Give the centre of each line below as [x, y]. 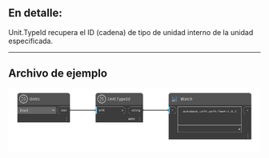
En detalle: [35, 13]
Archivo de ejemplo [58, 74]
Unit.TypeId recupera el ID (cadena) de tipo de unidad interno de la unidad [131, 32]
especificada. [31, 41]
